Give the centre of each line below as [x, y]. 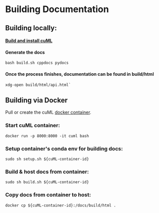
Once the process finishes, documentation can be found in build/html [79, 74]
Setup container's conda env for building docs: [64, 148]
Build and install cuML [29, 41]
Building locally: [31, 28]
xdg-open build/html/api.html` [38, 85]
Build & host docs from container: [47, 172]
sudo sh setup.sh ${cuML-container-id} [47, 159]
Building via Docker [37, 100]
